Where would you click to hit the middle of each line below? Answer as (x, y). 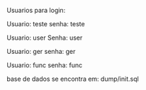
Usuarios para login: (36, 10)
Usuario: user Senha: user (45, 38)
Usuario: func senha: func (45, 65)
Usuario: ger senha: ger (41, 51)
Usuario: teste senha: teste (46, 24)
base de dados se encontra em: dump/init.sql (73, 79)
